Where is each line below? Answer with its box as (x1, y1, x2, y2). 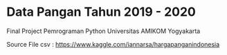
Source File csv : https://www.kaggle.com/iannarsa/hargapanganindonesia (6, 40, 220, 48)
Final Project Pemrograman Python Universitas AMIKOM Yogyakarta (6, 27, 201, 35)
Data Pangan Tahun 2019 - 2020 (6, 4, 197, 20)
